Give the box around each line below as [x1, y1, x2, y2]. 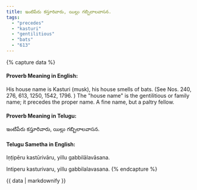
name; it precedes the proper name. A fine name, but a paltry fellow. [6, 98, 175, 105]
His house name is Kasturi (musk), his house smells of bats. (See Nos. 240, [6, 86, 192, 93]
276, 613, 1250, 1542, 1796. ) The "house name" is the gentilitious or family [6, 92, 190, 99]
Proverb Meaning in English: [6, 73, 78, 80]
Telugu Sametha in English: [6, 140, 76, 147]
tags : [6, 14, 20, 20]
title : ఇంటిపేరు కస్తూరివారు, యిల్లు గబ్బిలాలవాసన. [6, 8, 112, 15]
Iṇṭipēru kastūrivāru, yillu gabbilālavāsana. [6, 154, 110, 161]
